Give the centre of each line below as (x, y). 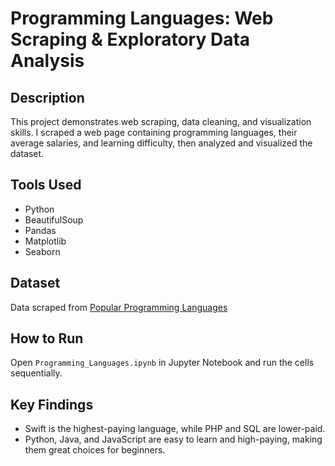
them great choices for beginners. (95, 450)
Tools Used (46, 185)
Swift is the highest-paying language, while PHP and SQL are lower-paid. (175, 429)
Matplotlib (45, 241)
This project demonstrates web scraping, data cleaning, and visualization (161, 121)
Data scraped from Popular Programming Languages (119, 307)
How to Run (47, 338)
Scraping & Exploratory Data (130, 39)
